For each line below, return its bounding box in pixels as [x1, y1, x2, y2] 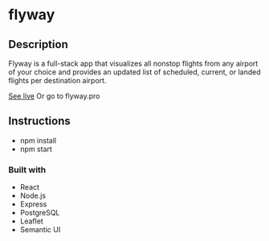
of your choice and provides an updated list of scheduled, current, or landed [8, 67, 261, 77]
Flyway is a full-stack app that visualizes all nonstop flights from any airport [8, 58, 259, 68]
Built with [8, 164, 47, 175]
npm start [19, 144, 52, 154]
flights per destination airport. [8, 76, 107, 85]
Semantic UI [19, 225, 61, 235]
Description [8, 38, 68, 51]
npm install [19, 135, 57, 145]
